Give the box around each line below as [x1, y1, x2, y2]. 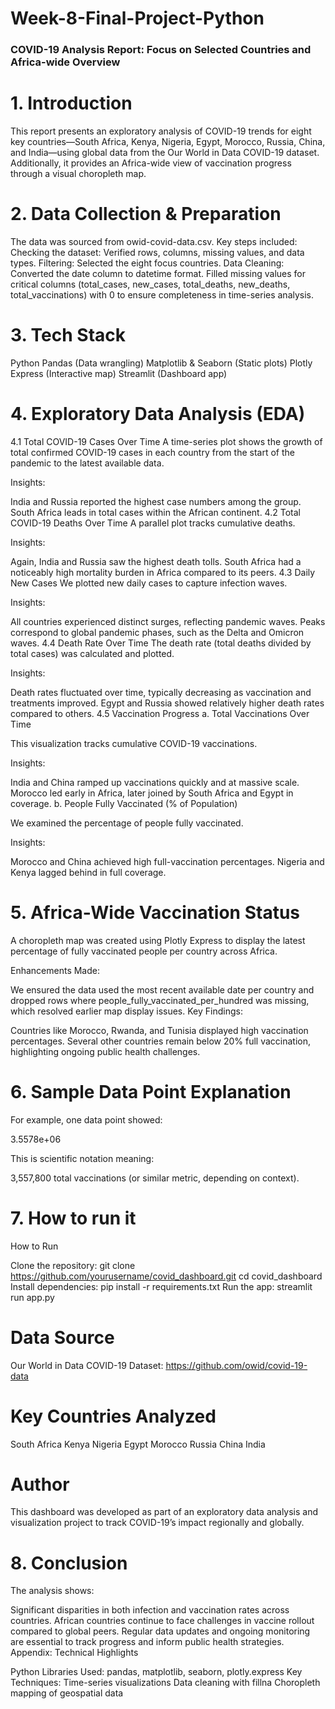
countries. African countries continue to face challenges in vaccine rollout [10, 1615, 315, 1627]
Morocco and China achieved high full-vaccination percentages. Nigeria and [10, 855, 325, 867]
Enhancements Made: [10, 964, 101, 976]
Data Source [10, 1326, 115, 1349]
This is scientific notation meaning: [10, 1152, 155, 1164]
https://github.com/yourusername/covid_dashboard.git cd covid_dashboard [10, 1270, 323, 1282]
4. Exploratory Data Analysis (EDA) [10, 403, 306, 426]
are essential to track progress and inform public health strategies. [10, 1636, 285, 1648]
